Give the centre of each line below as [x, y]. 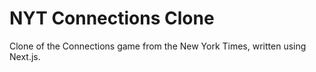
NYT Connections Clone [112, 18]
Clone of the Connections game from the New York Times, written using [158, 46]
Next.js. [25, 56]
